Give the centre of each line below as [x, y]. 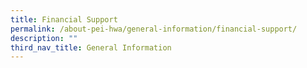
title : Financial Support [64, 19]
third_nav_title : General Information [91, 47]
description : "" [44, 38]
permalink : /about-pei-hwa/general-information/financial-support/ [154, 29]
